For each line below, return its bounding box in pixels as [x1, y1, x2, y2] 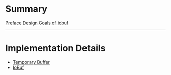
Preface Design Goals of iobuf [5, 20, 69, 26]
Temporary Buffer [12, 59, 50, 65]
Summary [5, 3, 47, 15]
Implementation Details [5, 43, 106, 54]
